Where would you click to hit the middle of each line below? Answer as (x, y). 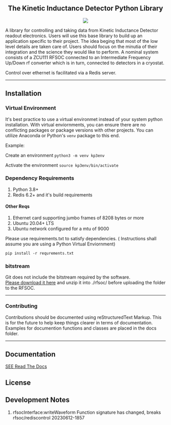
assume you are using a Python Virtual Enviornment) (60, 244)
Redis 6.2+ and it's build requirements (52, 195)
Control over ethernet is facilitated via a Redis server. (61, 72)
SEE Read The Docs (26, 366)
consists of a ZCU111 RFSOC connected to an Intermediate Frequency (78, 57)
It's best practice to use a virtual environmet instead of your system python (84, 119)
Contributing (21, 306)
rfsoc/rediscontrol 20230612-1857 (49, 417)
